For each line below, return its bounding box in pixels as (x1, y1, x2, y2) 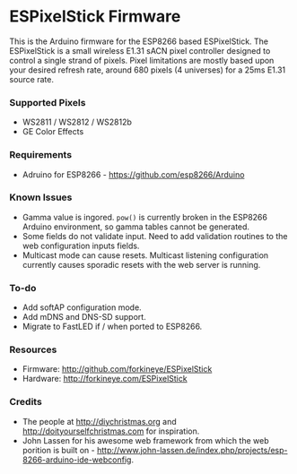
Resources (9, 343, 57, 356)
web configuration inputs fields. (22, 240, 140, 251)
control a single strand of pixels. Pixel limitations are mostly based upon (9, 55, 275, 65)
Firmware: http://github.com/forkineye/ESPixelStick (22, 364, 213, 375)
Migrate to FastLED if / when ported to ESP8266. (22, 321, 203, 332)
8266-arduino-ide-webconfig (22, 454, 132, 465)
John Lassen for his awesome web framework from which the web (22, 435, 269, 445)
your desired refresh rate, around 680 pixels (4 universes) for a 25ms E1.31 (9, 65, 285, 75)
